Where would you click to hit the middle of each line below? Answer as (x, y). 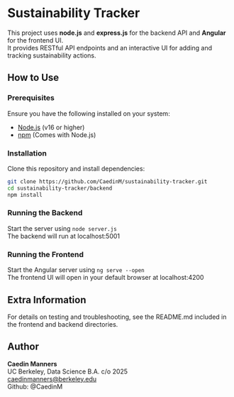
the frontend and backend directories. (63, 324)
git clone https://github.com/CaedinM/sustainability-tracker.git (107, 181)
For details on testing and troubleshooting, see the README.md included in (117, 317)
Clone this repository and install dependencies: (76, 168)
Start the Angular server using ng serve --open (76, 270)
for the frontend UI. (35, 40)
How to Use (33, 78)
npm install (25, 195)
